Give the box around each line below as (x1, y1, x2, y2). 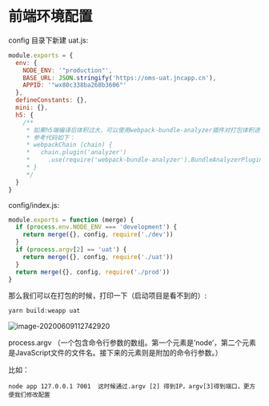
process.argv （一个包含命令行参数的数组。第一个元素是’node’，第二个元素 (8, 338, 256, 347)
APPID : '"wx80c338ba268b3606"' (22, 81, 127, 89)
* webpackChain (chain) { (26, 141, 113, 149)
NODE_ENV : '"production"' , (22, 66, 113, 75)
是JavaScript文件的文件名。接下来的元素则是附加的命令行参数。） (8, 348, 223, 358)
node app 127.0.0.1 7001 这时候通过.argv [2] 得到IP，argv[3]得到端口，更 (8, 383, 250, 391)
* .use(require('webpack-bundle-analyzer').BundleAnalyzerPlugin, (26, 156, 267, 164)
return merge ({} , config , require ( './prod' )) (15, 268, 171, 276)
